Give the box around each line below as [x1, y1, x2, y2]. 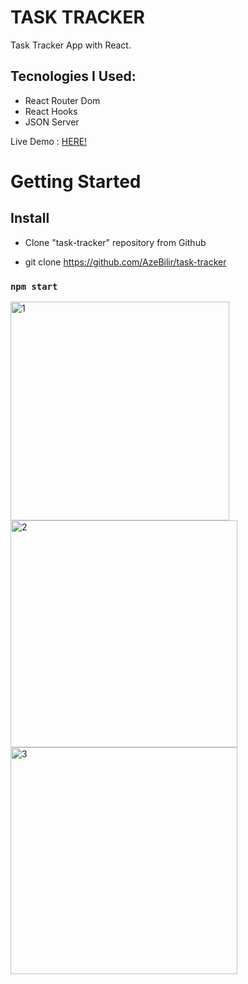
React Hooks [24, 105, 78, 117]
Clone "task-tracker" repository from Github [24, 236, 207, 248]
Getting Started [10, 170, 142, 193]
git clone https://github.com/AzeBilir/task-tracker [24, 256, 227, 268]
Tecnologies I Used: [10, 68, 137, 85]
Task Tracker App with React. [10, 39, 132, 51]
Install [10, 210, 50, 227]
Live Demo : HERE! [10, 135, 88, 147]
